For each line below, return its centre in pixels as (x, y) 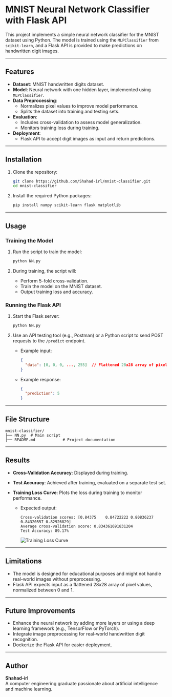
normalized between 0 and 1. (43, 590)
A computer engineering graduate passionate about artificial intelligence (82, 684)
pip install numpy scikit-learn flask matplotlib (67, 205)
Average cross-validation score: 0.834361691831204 (77, 526)
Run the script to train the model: (47, 252)
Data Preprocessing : (35, 100)
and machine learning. (29, 689)
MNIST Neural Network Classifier (78, 9)
